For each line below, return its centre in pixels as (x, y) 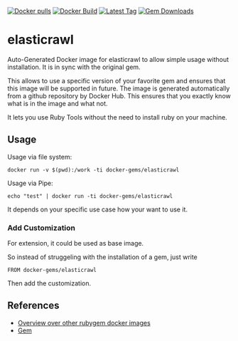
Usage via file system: (40, 157)
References (33, 306)
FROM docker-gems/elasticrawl (52, 271)
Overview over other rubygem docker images (84, 322)
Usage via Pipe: (30, 183)
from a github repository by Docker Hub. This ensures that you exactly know (119, 95)
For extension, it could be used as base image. (76, 243)
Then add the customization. (49, 283)
